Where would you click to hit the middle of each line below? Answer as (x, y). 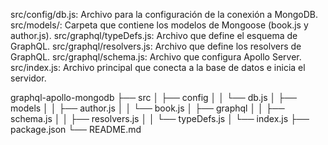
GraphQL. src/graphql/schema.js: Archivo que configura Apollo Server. (156, 57)
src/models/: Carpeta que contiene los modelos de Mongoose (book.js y (159, 25)
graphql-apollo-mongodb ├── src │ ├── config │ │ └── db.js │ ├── (154, 97)
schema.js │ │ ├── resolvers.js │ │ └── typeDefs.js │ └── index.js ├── (160, 118)
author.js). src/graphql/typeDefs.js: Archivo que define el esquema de (154, 35)
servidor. (28, 78)
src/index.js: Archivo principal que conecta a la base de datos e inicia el (158, 67)
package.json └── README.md (76, 129)
